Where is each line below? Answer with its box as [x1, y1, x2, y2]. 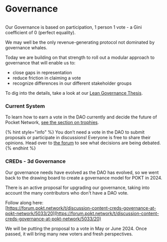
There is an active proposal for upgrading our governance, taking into [5, 185, 150, 191]
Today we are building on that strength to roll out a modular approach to [5, 54, 155, 60]
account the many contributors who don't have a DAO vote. [5, 190, 129, 196]
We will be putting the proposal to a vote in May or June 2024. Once [5, 225, 147, 231]
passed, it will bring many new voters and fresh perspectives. [5, 230, 133, 237]
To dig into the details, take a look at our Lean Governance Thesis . [5, 90, 143, 96]
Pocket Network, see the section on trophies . [5, 119, 99, 126]
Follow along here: [5, 200, 44, 206]
